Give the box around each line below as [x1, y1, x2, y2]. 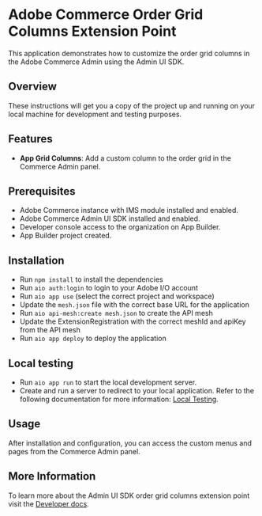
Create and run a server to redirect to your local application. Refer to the [19, 386, 255, 395]
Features [8, 132, 53, 146]
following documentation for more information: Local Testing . [19, 394, 219, 404]
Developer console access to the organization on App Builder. [19, 222, 221, 232]
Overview [8, 80, 58, 93]
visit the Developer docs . [8, 499, 89, 508]
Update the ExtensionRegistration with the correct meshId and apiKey [19, 317, 246, 326]
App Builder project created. [19, 231, 112, 241]
